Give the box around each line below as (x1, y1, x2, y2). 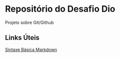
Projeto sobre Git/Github (5, 19, 54, 25)
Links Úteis (5, 34, 40, 42)
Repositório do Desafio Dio (5, 3, 116, 15)
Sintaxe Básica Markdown (5, 46, 58, 52)
